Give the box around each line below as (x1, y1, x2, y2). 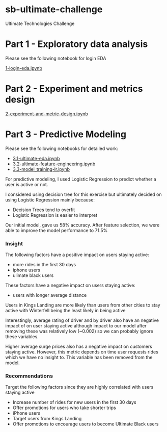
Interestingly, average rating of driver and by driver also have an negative (5, 317, 159, 323)
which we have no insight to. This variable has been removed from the (5, 354, 153, 361)
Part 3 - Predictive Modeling (5, 129, 126, 140)
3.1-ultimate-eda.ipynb (12, 155, 60, 161)
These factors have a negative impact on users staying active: (5, 282, 136, 289)
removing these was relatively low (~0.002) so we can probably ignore (5, 328, 154, 335)
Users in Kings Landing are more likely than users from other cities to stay (5, 302, 160, 308)
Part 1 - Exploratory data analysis (5, 38, 148, 50)
